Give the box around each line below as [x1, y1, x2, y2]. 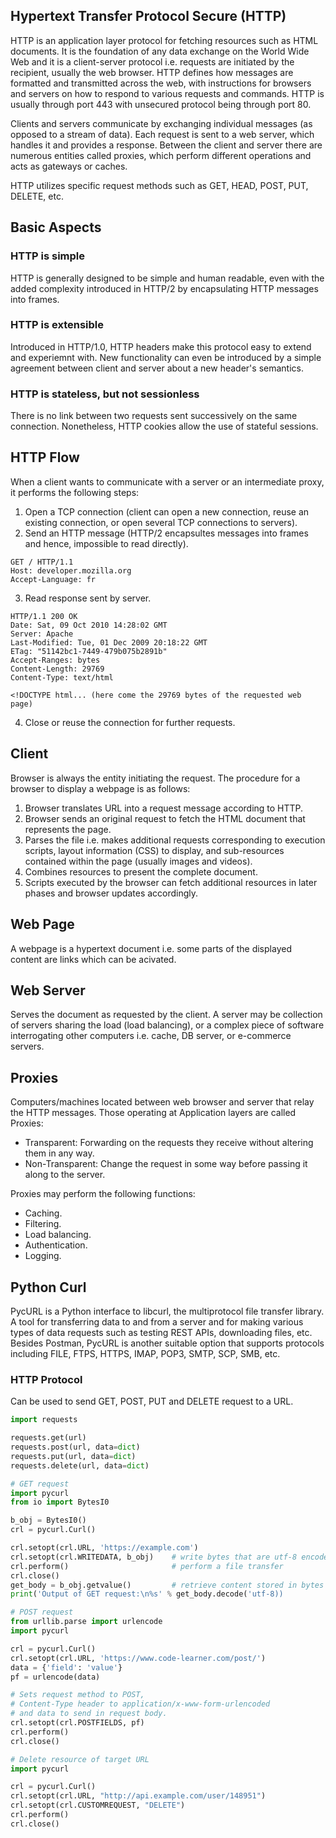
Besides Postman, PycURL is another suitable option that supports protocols [10, 1337, 325, 1349]
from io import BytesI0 [10, 1497, 110, 1508]
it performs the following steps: [10, 486, 140, 498]
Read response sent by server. [24, 592, 152, 604]
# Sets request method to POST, [10, 1690, 145, 1700]
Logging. [24, 1250, 62, 1262]
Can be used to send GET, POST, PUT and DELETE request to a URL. [10, 1395, 294, 1408]
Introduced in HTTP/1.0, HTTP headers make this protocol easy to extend [10, 340, 312, 353]
